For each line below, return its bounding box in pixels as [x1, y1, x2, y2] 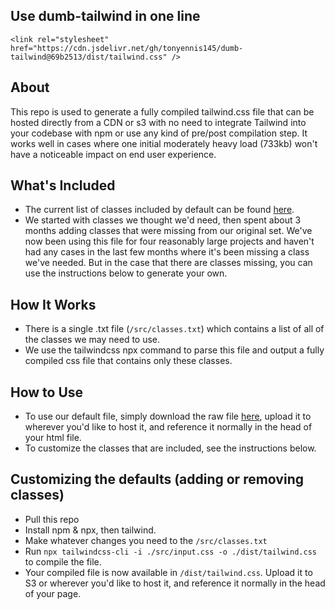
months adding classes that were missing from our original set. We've [24, 225, 313, 237]
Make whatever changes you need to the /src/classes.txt [24, 534, 268, 546]
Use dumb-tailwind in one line [10, 8, 201, 25]
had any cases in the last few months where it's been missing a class [24, 246, 310, 258]
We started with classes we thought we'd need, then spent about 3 [24, 214, 302, 226]
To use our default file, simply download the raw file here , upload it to [24, 410, 312, 423]
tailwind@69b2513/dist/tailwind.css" [10, 52, 168, 62]
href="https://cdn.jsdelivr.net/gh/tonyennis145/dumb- [10, 43, 244, 53]
